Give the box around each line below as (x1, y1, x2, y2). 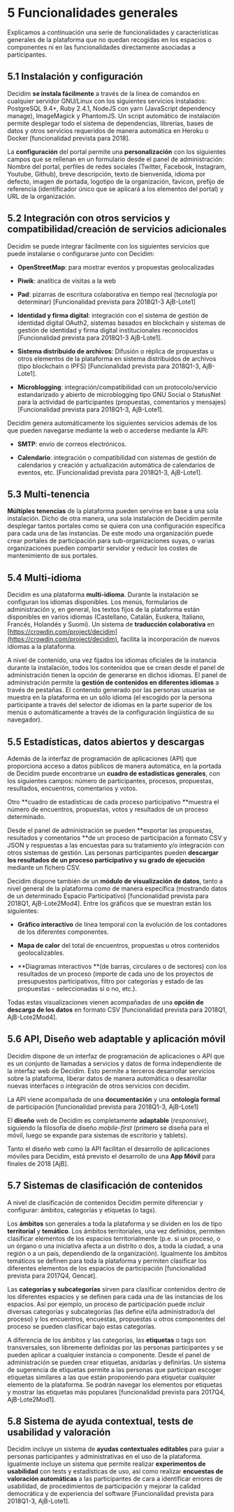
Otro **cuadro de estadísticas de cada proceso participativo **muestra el (7, 798, 219, 806)
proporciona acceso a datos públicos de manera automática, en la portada (7, 762, 222, 770)
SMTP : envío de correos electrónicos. (17, 440, 127, 448)
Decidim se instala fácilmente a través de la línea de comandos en (7, 89, 200, 97)
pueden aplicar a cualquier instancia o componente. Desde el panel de (7, 1350, 211, 1359)
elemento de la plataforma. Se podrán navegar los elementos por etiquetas (7, 1380, 223, 1389)
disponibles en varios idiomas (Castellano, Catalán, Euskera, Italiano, (7, 612, 205, 621)
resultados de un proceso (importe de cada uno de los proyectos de (17, 969, 214, 978)
